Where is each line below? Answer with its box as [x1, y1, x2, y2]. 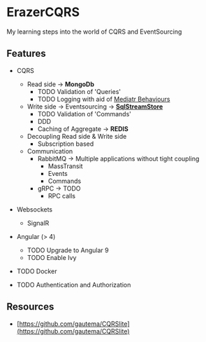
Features [6, 48, 46, 60]
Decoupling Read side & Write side [27, 132, 127, 140]
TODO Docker [16, 267, 57, 275]
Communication [27, 146, 73, 155]
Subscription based [37, 139, 94, 148]
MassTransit [47, 162, 83, 170]
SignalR [27, 219, 50, 227]
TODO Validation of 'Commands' [37, 109, 132, 118]
